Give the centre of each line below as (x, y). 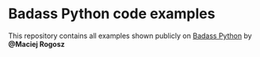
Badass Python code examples (112, 14)
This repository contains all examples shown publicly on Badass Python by (130, 36)
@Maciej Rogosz (36, 44)
